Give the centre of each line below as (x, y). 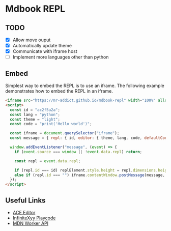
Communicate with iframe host (45, 51)
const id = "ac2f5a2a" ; (35, 110)
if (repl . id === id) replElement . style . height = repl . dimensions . (86, 170)
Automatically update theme (42, 46)
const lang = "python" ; (35, 114)
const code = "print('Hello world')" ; (51, 124)
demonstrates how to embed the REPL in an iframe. (59, 91)
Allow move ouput (32, 40)
